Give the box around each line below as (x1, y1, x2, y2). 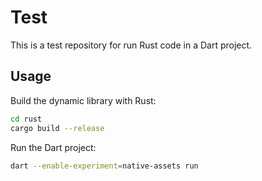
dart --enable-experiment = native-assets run (10, 161, 199, 171)
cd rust (10, 114, 43, 124)
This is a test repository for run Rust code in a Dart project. (10, 39, 253, 51)
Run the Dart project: (10, 141, 97, 153)
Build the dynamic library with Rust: (10, 94, 157, 106)
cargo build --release (10, 123, 105, 133)
